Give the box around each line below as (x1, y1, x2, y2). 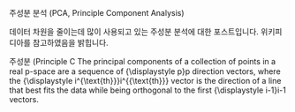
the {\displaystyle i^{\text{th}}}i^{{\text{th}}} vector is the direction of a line (9, 76, 282, 86)
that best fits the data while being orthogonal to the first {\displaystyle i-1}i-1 (9, 85, 287, 95)
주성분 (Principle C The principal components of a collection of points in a (9, 56, 276, 66)
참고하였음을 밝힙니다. (32, 38, 109, 48)
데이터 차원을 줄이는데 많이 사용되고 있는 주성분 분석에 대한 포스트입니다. (9, 26, 259, 37)
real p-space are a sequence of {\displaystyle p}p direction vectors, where (9, 66, 281, 77)
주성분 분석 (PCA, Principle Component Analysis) (9, 8, 185, 18)
